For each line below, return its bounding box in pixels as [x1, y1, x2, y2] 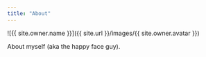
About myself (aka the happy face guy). [7, 42, 121, 50]
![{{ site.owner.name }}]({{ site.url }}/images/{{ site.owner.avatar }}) [7, 29, 200, 37]
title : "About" [7, 10, 51, 17]
